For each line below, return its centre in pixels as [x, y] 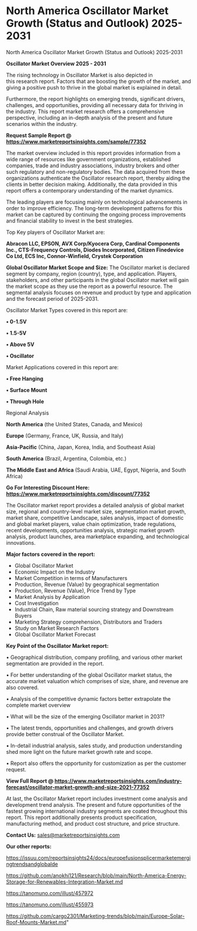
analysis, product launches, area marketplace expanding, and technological [98, 536]
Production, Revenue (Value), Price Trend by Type [75, 591]
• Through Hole [25, 401]
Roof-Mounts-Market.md [36, 922]
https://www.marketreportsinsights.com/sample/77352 [76, 141]
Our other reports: [29, 846]
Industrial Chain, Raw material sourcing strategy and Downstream [94, 609]
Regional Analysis [28, 413]
